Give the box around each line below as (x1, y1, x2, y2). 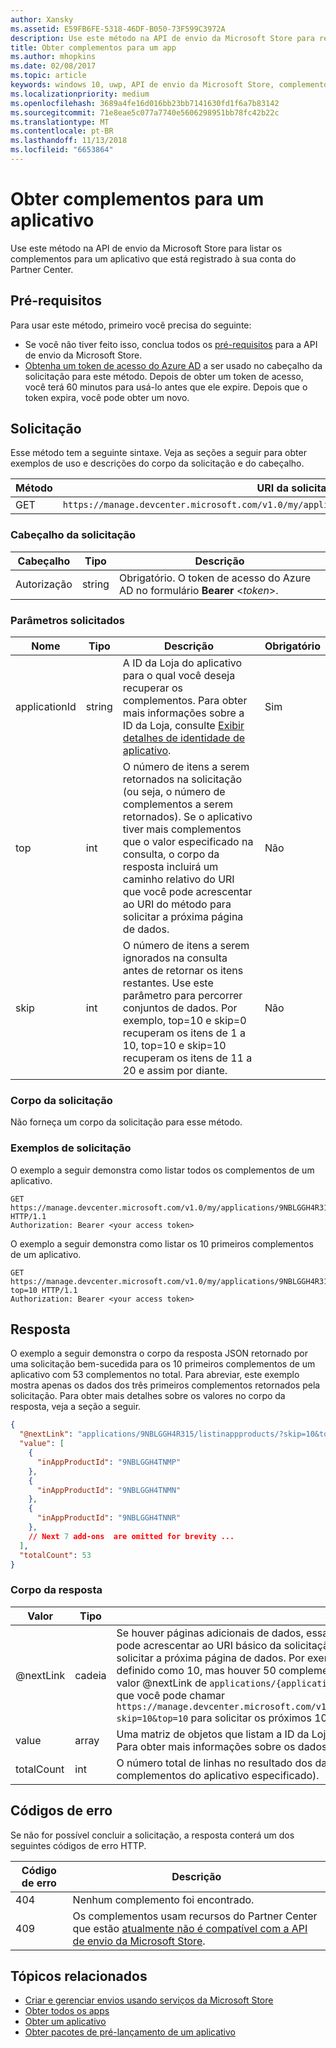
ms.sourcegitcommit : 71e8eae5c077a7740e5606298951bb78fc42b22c (10, 107, 280, 118)
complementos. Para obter (122, 694, 248, 708)
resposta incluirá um (122, 860, 219, 874)
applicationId (15, 700, 77, 714)
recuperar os (122, 681, 184, 695)
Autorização (15, 577, 73, 591)
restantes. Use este (122, 976, 214, 990)
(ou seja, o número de (122, 785, 226, 799)
